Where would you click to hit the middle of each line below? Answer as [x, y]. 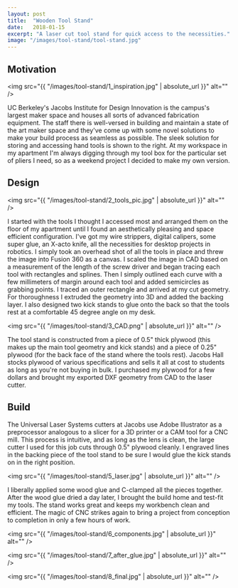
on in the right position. [41, 462]
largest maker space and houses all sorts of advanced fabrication [103, 115]
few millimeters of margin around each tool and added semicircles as [108, 282]
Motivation [32, 69]
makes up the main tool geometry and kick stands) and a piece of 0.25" [112, 347]
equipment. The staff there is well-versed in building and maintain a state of [118, 122]
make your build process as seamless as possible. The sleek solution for [113, 138]
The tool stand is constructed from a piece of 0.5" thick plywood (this [109, 339]
